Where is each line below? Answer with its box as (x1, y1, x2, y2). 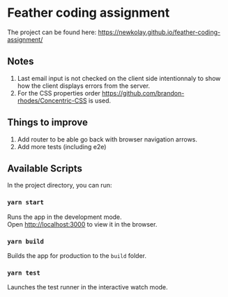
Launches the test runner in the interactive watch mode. (7, 283, 169, 291)
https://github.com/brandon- (102, 89, 185, 97)
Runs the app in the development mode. (7, 213, 122, 221)
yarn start (7, 199, 44, 206)
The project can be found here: (7, 28, 97, 36)
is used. (88, 96, 112, 105)
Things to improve (7, 116, 89, 128)
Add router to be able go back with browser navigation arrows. (17, 135, 197, 144)
